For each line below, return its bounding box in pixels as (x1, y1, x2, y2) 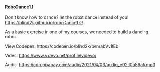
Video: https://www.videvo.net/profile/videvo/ (5, 53, 96, 59)
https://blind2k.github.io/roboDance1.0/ (5, 20, 84, 25)
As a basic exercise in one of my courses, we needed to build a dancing (5, 29, 149, 35)
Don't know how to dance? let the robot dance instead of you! (5, 14, 128, 20)
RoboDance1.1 (5, 4, 34, 10)
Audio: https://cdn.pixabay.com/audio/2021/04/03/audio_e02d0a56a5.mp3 (5, 62, 156, 68)
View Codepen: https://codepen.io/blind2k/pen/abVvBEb (5, 43, 119, 49)
